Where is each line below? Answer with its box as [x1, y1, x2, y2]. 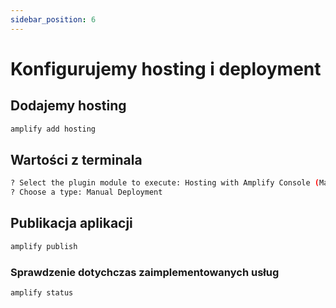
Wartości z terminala [10, 151, 143, 168]
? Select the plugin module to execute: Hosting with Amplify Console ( [10, 178, 320, 188]
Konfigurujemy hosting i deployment [10, 57, 322, 80]
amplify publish [10, 241, 78, 251]
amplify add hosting [10, 124, 97, 134]
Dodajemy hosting [10, 97, 127, 115]
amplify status [10, 288, 74, 298]
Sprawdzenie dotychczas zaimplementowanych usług [10, 265, 280, 279]
